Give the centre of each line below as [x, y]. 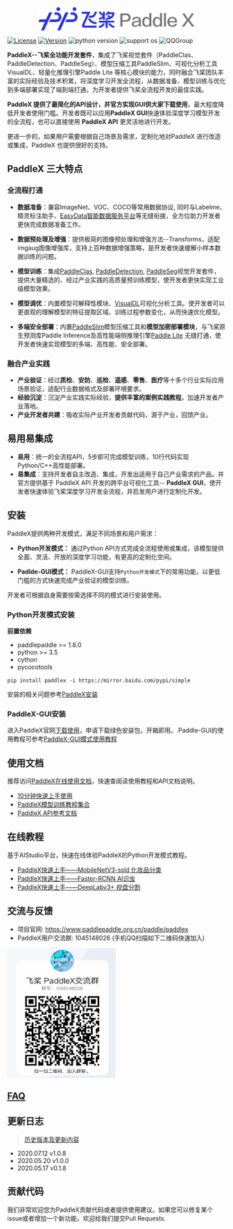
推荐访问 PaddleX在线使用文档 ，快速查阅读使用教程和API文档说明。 [103, 781]
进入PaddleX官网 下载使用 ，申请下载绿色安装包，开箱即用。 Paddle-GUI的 [113, 730]
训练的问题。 [42, 256]
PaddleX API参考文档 [47, 813]
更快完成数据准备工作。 [51, 224]
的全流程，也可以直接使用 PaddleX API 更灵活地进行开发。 [91, 122]
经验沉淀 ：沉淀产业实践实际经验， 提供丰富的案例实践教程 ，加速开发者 [118, 397]
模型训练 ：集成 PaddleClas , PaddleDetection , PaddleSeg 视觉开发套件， [119, 271]
